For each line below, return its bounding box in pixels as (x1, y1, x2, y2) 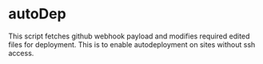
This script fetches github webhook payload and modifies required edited (8, 31, 250, 41)
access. (8, 48, 34, 58)
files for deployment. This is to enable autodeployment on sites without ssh (8, 39, 256, 49)
